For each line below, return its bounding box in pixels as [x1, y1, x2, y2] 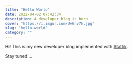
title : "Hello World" [5, 7, 50, 12]
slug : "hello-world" [5, 26, 48, 31]
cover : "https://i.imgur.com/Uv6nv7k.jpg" [5, 21, 95, 26]
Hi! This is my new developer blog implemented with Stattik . [5, 44, 128, 49]
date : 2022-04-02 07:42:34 [5, 12, 61, 17]
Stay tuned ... [5, 53, 32, 59]
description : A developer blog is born [5, 16, 88, 21]
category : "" [5, 30, 32, 35]
